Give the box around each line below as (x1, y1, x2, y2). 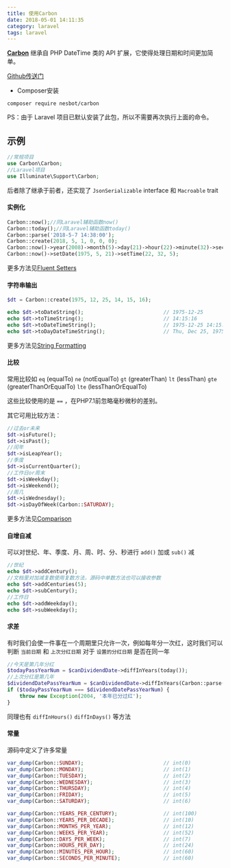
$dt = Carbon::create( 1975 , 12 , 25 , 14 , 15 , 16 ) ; (7, 296, 152, 304)
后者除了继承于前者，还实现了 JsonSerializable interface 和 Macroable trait (7, 186, 219, 194)
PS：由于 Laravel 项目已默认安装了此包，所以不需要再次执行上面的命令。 (7, 113, 213, 121)
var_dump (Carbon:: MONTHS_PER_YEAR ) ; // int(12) (7, 823, 194, 830)
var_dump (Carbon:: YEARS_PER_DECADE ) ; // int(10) (7, 817, 194, 823)
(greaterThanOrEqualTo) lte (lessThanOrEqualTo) (7, 382, 147, 391)
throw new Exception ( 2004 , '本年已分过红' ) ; (19, 692, 142, 699)
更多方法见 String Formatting (7, 341, 87, 350)
